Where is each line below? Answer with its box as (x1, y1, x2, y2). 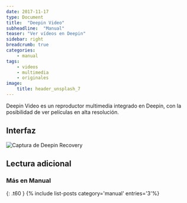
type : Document (6, 14, 44, 20)
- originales (17, 75, 49, 81)
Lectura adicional (6, 158, 72, 169)
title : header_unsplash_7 (17, 86, 81, 92)
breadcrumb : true (6, 42, 49, 48)
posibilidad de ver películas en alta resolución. (6, 108, 120, 116)
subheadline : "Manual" (6, 25, 65, 31)
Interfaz (6, 126, 37, 136)
